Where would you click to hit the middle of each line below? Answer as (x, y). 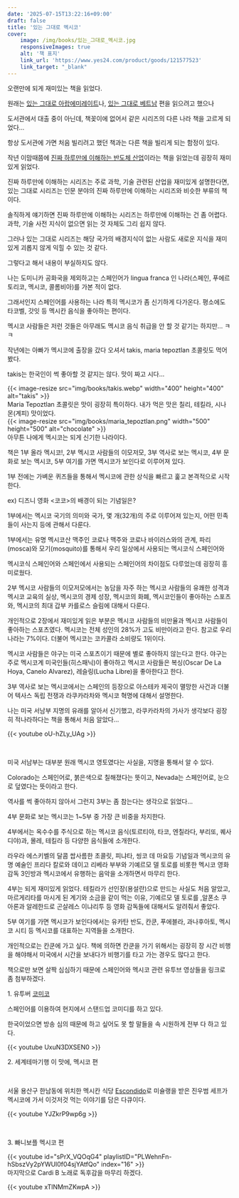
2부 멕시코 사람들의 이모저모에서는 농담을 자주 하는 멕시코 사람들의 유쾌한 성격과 (118, 588)
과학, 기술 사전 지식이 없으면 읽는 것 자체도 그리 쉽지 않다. (87, 223)
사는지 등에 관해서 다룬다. (55, 524)
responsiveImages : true (55, 47)
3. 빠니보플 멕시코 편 (36, 1142)
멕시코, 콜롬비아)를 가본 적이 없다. (75, 286)
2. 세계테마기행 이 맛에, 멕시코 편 (53, 1061)
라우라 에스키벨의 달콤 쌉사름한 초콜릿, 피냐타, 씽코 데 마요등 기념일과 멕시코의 (116, 855)
